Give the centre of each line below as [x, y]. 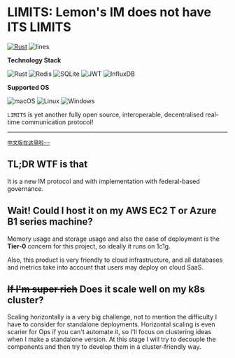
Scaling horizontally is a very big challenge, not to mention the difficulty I [112, 317]
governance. [26, 188]
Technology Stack [34, 60]
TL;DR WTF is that [48, 165]
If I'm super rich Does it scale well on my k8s [106, 289]
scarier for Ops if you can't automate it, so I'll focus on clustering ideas [109, 332]
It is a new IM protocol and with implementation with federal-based [104, 181]
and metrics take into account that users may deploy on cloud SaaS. [106, 267]
